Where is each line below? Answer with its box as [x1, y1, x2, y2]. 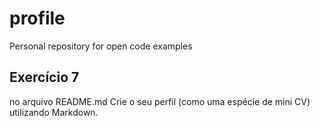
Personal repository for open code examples [9, 40, 193, 52]
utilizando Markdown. [9, 106, 99, 118]
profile [9, 7, 66, 30]
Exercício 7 [9, 69, 80, 86]
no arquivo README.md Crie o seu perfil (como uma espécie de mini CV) [9, 95, 311, 107]
